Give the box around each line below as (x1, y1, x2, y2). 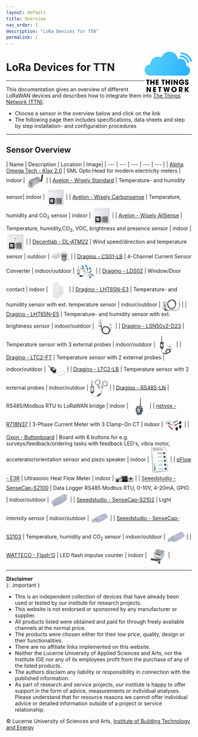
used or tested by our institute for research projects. (14, 599, 142, 606)
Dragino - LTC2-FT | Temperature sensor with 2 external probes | (6, 354, 165, 361)
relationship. (14, 706, 45, 713)
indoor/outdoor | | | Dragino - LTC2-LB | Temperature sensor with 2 (6, 366, 189, 373)
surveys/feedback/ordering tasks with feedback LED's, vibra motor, (6, 440, 170, 447)
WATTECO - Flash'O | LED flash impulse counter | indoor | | (6, 551, 170, 558)
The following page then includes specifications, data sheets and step (14, 116, 185, 124)
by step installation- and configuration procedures (14, 122, 137, 130)
